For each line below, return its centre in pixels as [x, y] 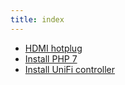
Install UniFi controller [70, 69]
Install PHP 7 [51, 58]
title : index [37, 19]
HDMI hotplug [53, 48]
